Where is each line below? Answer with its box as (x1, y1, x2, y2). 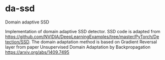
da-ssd (5, 3, 35, 14)
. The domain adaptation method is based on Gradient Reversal (29, 39, 157, 44)
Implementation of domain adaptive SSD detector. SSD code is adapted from (5, 28, 161, 34)
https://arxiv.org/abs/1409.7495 (5, 49, 69, 55)
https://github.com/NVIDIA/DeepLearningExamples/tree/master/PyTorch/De (5, 34, 159, 40)
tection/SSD (5, 39, 30, 44)
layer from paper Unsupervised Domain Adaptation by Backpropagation (5, 44, 151, 50)
